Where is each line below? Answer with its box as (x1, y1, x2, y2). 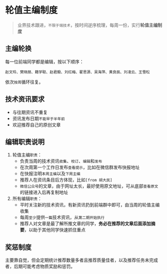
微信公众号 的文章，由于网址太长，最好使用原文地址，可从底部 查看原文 (19, 183, 159, 189)
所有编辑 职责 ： (12, 195, 42, 201)
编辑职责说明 (5, 137, 45, 146)
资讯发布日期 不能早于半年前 (12, 115, 65, 121)
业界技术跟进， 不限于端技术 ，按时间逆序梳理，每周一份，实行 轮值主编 (17, 22, 158, 28)
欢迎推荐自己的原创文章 (12, 121, 61, 127)
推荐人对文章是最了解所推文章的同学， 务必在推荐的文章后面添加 (19, 220, 151, 226)
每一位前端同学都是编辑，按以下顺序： (5, 58, 84, 64)
